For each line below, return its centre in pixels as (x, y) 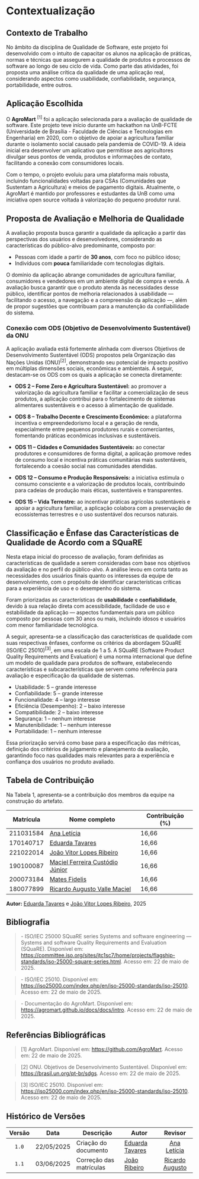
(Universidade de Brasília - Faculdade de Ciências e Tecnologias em (89, 131)
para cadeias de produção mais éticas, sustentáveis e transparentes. (99, 490)
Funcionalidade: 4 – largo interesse (57, 699)
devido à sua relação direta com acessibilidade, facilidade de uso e (88, 606)
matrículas (91, 1167)
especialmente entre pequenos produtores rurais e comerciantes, (94, 430)
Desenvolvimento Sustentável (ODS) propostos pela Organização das (91, 355)
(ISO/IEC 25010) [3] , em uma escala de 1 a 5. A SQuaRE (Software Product (95, 650)
